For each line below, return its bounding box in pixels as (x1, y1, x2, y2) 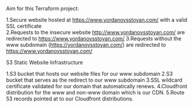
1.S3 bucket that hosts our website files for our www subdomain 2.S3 (6, 70, 173, 77)
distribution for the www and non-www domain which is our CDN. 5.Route (6, 89, 185, 96)
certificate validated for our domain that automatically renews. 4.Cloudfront (6, 83, 188, 90)
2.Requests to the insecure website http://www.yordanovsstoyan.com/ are (6, 29, 185, 36)
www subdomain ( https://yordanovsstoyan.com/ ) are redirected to (6, 41, 166, 48)
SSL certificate (6, 23, 42, 29)
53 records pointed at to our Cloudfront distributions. (6, 95, 134, 102)
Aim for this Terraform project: (6, 5, 80, 12)
